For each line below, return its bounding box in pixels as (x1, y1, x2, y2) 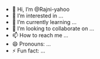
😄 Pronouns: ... (12, 40, 52, 48)
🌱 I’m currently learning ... (12, 19, 77, 25)
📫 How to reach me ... (12, 32, 68, 39)
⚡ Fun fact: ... (12, 47, 45, 54)
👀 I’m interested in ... (12, 12, 64, 19)
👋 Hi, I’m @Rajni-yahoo (12, 6, 70, 13)
